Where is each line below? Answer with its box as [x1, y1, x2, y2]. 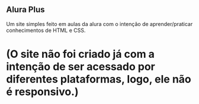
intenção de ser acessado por [6, 60, 155, 73]
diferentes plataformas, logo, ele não [6, 73, 191, 86]
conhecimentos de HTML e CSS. [6, 27, 86, 34]
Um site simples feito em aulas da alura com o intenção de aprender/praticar [6, 20, 193, 27]
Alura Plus [6, 5, 46, 15]
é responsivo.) [6, 85, 79, 98]
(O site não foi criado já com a [6, 47, 155, 61]
